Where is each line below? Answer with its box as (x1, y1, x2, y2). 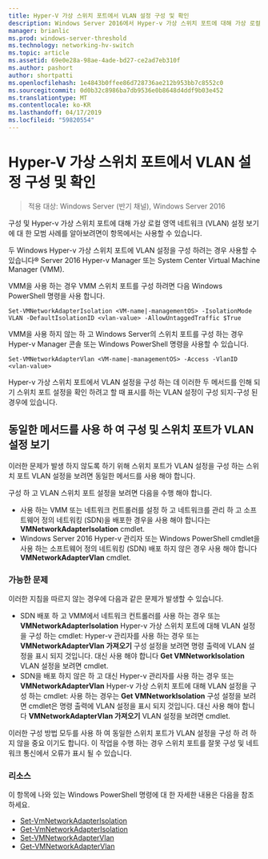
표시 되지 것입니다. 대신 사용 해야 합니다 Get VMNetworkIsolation (34, 650, 246, 660)
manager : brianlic (8, 26, 70, 34)
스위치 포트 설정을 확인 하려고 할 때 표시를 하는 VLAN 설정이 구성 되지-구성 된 (16, 387, 258, 397)
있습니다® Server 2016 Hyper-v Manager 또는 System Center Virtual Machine (8, 255, 261, 265)
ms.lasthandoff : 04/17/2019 (8, 109, 102, 117)
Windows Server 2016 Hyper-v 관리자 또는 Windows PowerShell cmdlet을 (19, 533, 260, 543)
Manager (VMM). (8, 264, 65, 274)
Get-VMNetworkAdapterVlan (19, 841, 115, 851)
